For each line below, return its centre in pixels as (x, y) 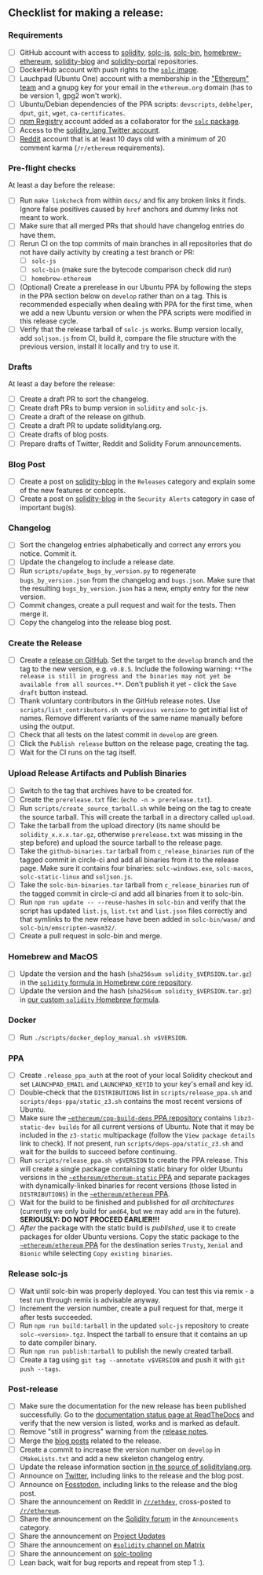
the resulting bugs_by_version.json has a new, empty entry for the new (134, 588)
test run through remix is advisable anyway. (90, 1299)
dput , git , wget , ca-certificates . (72, 112)
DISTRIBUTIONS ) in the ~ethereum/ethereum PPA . (95, 1194)
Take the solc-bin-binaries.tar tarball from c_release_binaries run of (134, 884)
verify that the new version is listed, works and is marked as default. (130, 1423)
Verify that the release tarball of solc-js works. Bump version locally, (131, 329)
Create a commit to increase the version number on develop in (120, 1449)
